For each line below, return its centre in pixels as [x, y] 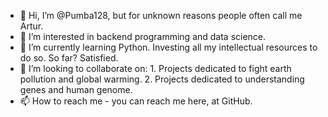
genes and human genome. [76, 89]
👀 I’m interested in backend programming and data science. [143, 36]
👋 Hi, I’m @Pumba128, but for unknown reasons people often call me [161, 15]
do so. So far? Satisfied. [69, 58]
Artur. [31, 26]
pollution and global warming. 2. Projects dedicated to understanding [162, 79]
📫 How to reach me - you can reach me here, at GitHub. [136, 101]
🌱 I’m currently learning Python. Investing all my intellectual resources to [168, 47]
